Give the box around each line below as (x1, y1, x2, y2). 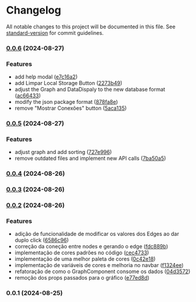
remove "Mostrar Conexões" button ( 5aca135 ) (14, 104, 127, 112)
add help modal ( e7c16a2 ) (14, 73, 78, 80)
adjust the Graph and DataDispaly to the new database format (14, 86, 165, 93)
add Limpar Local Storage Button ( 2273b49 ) (14, 80, 123, 87)
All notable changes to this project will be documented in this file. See (6, 23, 176, 30)
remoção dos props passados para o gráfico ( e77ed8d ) (14, 274, 149, 281)
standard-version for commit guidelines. (6, 29, 104, 36)
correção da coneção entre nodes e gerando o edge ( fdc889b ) (14, 243, 168, 250)
